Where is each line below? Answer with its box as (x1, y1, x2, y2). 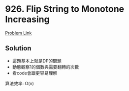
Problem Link (5, 30, 32, 36)
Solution (5, 44, 32, 52)
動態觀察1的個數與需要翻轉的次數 (12, 64, 79, 69)
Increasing (5, 14, 50, 25)
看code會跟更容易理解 (12, 70, 58, 76)
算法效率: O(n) (5, 80, 34, 86)
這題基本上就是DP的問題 (12, 58, 62, 64)
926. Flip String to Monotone (5, 3, 125, 15)
